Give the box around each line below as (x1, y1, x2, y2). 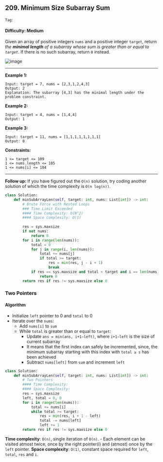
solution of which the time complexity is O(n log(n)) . (5, 183, 111, 189)
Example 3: (5, 125, 28, 131)
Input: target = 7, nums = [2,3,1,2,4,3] (5, 82, 90, 87)
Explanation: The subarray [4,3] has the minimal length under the (5, 90, 145, 95)
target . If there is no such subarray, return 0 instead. (5, 49, 111, 55)
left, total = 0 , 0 (22, 396, 62, 400)
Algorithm (5, 302, 26, 308)
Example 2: (5, 103, 28, 109)
